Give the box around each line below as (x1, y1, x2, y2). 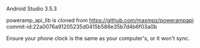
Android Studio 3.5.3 (6, 5, 57, 12)
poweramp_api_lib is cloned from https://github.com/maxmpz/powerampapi (6, 17, 194, 23)
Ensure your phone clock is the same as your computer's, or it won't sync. (6, 35, 190, 41)
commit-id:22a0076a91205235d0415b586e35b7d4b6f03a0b (6, 23, 157, 30)
